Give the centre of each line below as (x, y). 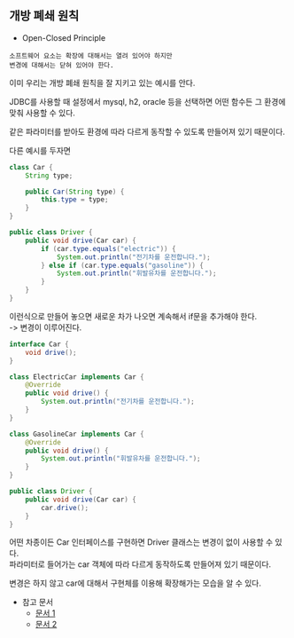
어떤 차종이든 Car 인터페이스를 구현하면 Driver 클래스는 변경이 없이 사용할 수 (141, 542)
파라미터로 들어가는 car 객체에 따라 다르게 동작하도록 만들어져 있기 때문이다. (140, 564)
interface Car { (39, 344)
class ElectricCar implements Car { (77, 377)
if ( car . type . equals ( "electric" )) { (108, 248)
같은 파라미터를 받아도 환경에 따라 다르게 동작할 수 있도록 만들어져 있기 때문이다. (147, 131)
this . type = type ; (75, 200)
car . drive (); (65, 508)
